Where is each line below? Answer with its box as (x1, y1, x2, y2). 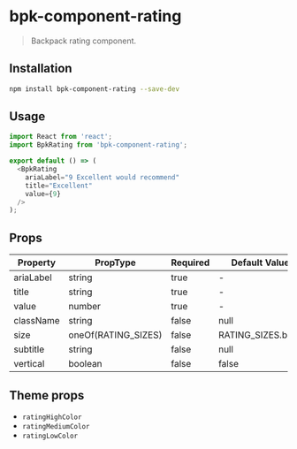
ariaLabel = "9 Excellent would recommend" (25, 172, 179, 182)
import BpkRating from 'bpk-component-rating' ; (9, 141, 188, 149)
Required (171, 256, 210, 269)
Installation (9, 61, 72, 76)
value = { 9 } (25, 189, 62, 198)
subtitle (13, 343, 45, 355)
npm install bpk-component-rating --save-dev (9, 84, 179, 94)
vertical (13, 358, 45, 370)
